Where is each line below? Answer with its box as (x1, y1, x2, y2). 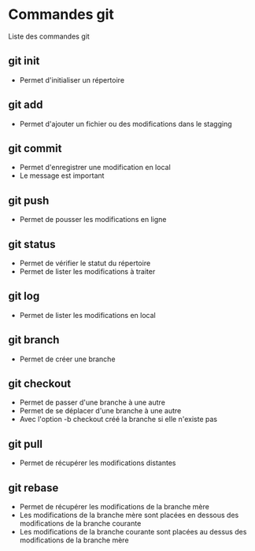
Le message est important (19, 171, 105, 180)
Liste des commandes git (8, 31, 90, 41)
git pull (8, 437, 43, 450)
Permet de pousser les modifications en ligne (19, 215, 167, 224)
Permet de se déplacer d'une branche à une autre (19, 406, 182, 416)
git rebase (8, 481, 59, 494)
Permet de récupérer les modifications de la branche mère (19, 502, 210, 512)
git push (8, 194, 50, 207)
